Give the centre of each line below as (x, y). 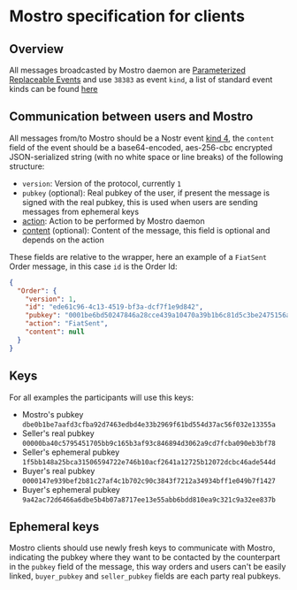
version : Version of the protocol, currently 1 (101, 183)
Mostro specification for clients (127, 16)
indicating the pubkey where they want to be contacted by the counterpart (145, 557)
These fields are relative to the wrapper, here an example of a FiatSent (138, 257)
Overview (37, 49)
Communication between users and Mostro (131, 117)
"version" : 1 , (51, 299)
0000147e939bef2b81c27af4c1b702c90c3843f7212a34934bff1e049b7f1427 (148, 481)
